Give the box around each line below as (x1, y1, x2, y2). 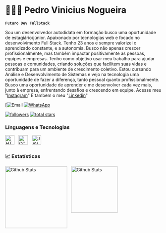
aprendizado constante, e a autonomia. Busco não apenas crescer (5, 45, 141, 51)
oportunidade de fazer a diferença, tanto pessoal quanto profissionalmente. (5, 77, 160, 82)
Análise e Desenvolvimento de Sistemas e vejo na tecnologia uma (5, 71, 139, 77)
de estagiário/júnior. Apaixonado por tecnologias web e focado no (5, 35, 140, 40)
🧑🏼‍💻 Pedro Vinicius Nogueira (5, 4, 127, 16)
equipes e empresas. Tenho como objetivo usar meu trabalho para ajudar (5, 55, 155, 61)
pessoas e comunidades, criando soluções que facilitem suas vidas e (5, 61, 147, 67)
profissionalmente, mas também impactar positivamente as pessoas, (5, 50, 146, 56)
